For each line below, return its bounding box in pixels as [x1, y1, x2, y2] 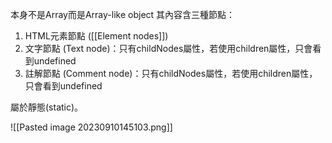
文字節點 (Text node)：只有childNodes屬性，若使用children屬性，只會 [24, 43, 313, 54]
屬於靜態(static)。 [10, 101, 84, 113]
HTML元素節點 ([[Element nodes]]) [24, 30, 169, 42]
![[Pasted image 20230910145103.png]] [10, 121, 173, 133]
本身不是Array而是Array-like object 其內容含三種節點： [10, 9, 236, 20]
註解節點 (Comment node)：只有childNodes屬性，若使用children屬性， [24, 68, 318, 79]
